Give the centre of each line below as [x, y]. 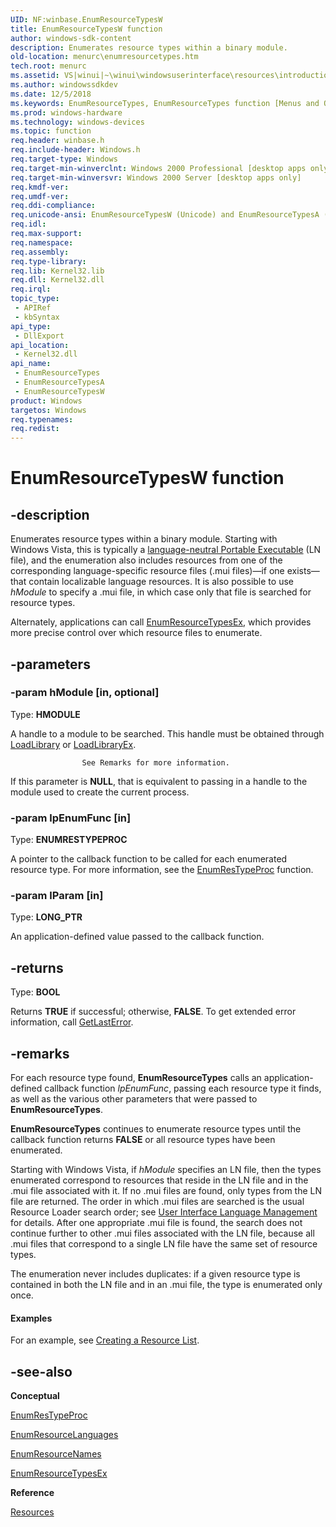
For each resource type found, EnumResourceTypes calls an [136, 1078]
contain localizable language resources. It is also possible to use [161, 582]
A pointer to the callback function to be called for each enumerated [149, 859]
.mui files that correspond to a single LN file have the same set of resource [164, 1244]
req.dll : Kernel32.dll [57, 280]
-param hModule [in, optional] [85, 693]
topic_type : [35, 299]
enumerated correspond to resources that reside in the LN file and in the [159, 1180]
